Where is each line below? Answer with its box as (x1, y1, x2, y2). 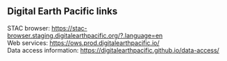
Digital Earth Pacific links (7, 6, 118, 17)
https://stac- (51, 24, 87, 32)
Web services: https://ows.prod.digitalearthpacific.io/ (7, 38, 160, 47)
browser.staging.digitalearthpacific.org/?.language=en (7, 31, 163, 40)
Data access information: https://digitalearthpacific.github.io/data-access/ (7, 46, 220, 54)
